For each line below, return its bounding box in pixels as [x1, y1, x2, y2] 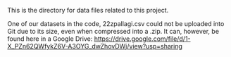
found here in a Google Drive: [7, 34, 93, 43]
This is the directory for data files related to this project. [7, 6, 169, 14]
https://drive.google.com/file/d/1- [94, 34, 192, 43]
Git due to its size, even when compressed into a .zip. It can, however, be [7, 27, 220, 35]
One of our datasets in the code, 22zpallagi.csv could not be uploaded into [7, 20, 225, 27]
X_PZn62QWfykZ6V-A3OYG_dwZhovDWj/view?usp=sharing [7, 42, 183, 50]
